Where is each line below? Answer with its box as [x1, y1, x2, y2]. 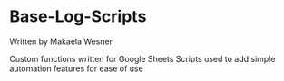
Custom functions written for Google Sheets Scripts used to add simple [9, 53, 276, 64]
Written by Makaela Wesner [9, 36, 113, 47]
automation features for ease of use [9, 63, 143, 74]
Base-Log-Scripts [9, 6, 147, 27]
